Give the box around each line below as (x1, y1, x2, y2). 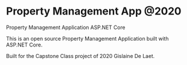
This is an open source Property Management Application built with (6, 35, 169, 42)
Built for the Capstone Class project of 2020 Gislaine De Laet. (6, 52, 155, 59)
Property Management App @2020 (6, 5, 182, 18)
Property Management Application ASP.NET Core (6, 24, 125, 31)
